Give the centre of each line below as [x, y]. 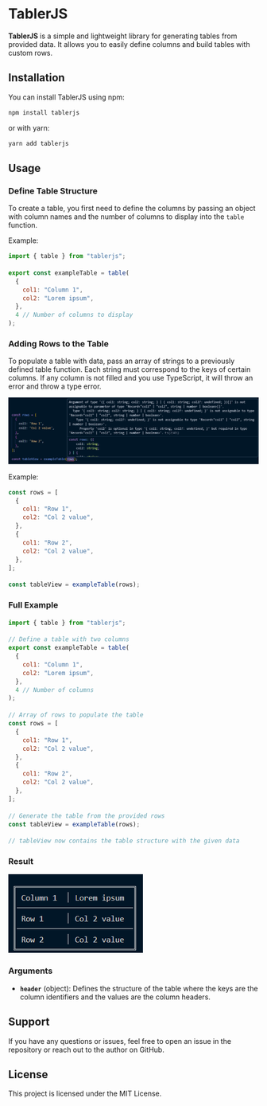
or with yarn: [29, 127]
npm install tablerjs [44, 112]
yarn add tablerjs [39, 143]
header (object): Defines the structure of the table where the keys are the [139, 988]
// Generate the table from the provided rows [87, 816]
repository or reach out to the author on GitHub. [86, 1049]
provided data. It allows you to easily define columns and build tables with [129, 44]
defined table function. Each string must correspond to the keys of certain [130, 369]
